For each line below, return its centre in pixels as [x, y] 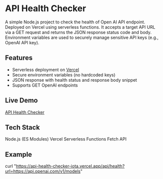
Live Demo [21, 100]
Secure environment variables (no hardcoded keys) [64, 75]
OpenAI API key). [22, 42]
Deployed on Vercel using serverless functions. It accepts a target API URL [80, 27]
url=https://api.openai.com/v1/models [43, 171]
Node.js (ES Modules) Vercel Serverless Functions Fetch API [66, 139]
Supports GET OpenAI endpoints [45, 85]
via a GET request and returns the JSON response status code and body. [78, 32]
